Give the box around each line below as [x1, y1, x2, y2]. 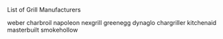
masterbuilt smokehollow [7, 26, 78, 34]
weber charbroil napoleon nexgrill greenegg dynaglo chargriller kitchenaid [7, 19, 217, 26]
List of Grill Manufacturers [7, 6, 81, 13]
